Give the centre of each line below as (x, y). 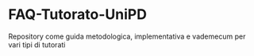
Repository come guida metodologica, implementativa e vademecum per (127, 36)
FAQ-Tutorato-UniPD (77, 15)
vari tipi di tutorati (37, 44)
